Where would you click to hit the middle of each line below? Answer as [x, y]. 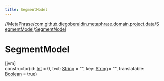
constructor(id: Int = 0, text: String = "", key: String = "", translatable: [75, 68]
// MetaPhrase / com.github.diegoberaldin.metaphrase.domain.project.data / [81, 24]
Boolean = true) [21, 74]
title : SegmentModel [27, 10]
